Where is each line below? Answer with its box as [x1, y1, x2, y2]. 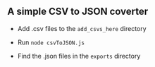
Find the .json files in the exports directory [17, 51, 141, 60]
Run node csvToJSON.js [17, 38, 85, 47]
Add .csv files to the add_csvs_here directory [17, 24, 147, 32]
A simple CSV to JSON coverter [7, 6, 149, 18]
